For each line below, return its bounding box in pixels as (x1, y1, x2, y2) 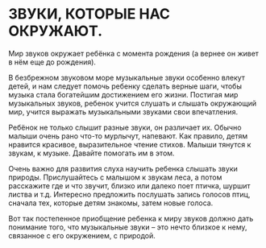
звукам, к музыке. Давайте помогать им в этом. (8, 148, 175, 158)
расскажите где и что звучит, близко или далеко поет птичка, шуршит (8, 180, 251, 190)
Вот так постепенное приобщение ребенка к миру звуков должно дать (8, 213, 254, 223)
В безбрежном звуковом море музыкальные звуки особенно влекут (8, 72, 246, 82)
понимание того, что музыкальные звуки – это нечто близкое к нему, (8, 222, 247, 232)
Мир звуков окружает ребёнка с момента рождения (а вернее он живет (8, 48, 260, 58)
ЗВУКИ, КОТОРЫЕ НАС (8, 5, 171, 23)
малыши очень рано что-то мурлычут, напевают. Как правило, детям (8, 130, 248, 141)
